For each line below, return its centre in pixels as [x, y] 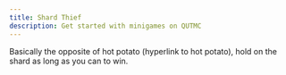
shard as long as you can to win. [69, 61]
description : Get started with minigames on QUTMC [105, 26]
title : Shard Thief [46, 17]
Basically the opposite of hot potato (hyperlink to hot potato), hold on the [143, 51]
